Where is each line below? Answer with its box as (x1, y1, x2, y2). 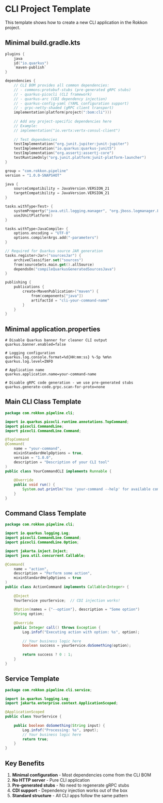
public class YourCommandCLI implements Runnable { (5, 468, 112, 474)
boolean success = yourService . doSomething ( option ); (22, 643, 131, 648)
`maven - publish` (14, 65, 47, 70)
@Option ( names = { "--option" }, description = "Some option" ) (14, 607, 140, 612)
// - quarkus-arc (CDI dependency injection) (14, 96, 108, 101)
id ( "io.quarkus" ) (14, 61, 49, 66)
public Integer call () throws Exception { (14, 625, 101, 630)
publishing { (5, 280, 32, 285)
